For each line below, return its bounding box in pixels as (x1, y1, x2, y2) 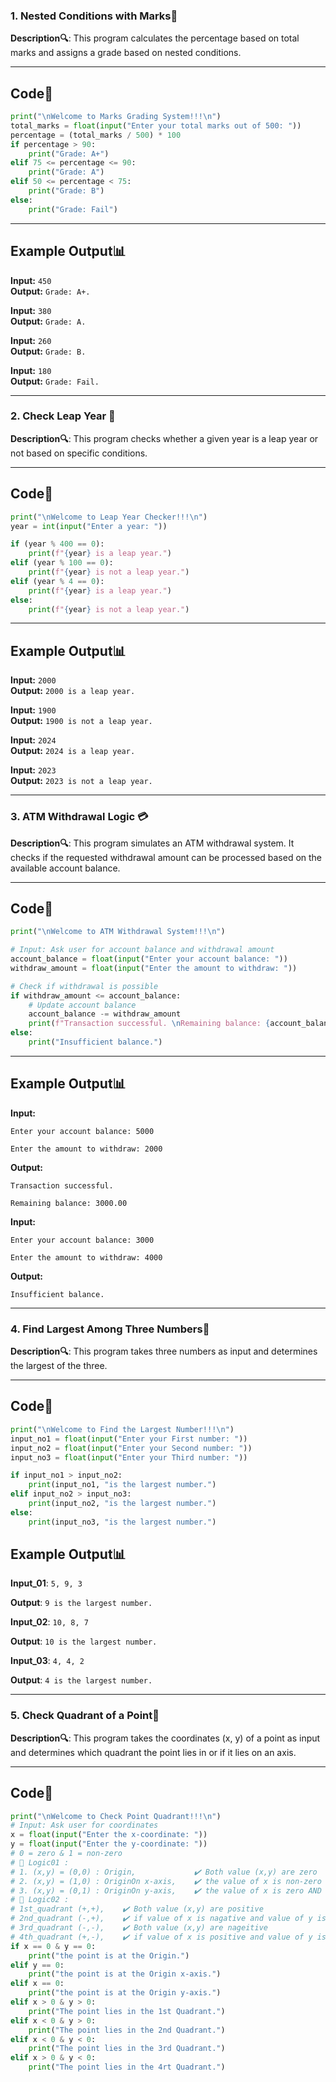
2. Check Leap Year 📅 (10, 409, 116, 423)
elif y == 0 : (10, 1960, 65, 1970)
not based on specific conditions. (10, 447, 148, 459)
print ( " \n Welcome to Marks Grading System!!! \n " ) (10, 112, 222, 122)
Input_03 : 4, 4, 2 (10, 1655, 85, 1667)
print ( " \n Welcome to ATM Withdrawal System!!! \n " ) (10, 927, 226, 937)
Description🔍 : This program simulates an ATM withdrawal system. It (10, 837, 295, 849)
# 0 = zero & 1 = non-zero (10, 1849, 123, 1859)
